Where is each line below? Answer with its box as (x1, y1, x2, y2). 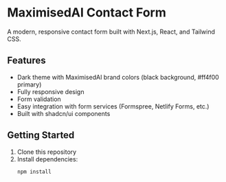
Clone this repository (16, 148, 77, 156)
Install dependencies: (16, 155, 78, 163)
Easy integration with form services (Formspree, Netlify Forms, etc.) (16, 102, 210, 111)
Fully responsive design (16, 87, 84, 95)
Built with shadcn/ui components (16, 109, 111, 117)
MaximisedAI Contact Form (7, 5, 167, 21)
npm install (16, 168, 52, 175)
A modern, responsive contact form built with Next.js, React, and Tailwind (7, 27, 215, 36)
